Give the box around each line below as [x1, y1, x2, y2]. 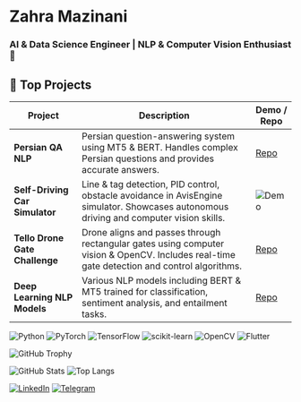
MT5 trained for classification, [82, 285, 209, 297]
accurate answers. [82, 163, 159, 175]
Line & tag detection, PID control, [82, 177, 219, 190]
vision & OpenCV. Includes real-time [82, 248, 236, 261]
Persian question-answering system [82, 130, 236, 142]
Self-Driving [13, 184, 69, 196]
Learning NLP [13, 291, 73, 304]
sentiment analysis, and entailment [82, 296, 228, 309]
